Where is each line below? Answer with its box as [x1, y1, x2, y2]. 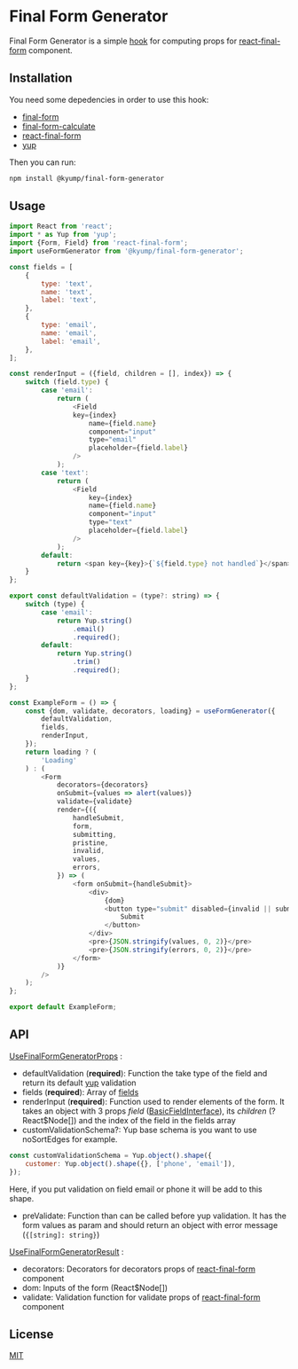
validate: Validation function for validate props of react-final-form [21, 1292, 261, 1303]
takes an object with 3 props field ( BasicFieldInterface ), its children [21, 1106, 267, 1116]
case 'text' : [41, 468, 90, 477]
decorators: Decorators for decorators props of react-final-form [21, 1263, 255, 1274]
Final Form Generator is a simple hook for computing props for [9, 35, 238, 46]
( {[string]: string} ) [21, 1229, 100, 1240]
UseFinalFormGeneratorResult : [9, 1246, 124, 1256]
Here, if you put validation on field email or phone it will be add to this [9, 1184, 263, 1194]
